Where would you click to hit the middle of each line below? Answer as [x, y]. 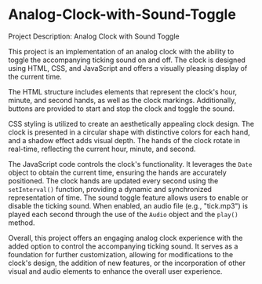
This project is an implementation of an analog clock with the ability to [121, 51]
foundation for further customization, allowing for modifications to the [121, 254]
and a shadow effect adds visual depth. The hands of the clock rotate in [124, 140]
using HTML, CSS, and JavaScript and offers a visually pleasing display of [128, 68]
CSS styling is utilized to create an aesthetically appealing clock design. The [131, 124]
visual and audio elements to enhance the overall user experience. [115, 271]
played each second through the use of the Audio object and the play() [123, 214]
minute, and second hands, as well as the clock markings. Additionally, [122, 100]
